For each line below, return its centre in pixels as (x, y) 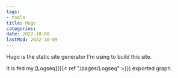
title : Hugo (21, 23)
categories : (21, 28)
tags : (13, 12)
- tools (16, 17)
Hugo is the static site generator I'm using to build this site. (79, 57)
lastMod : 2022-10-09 (32, 40)
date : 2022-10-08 (28, 34)
